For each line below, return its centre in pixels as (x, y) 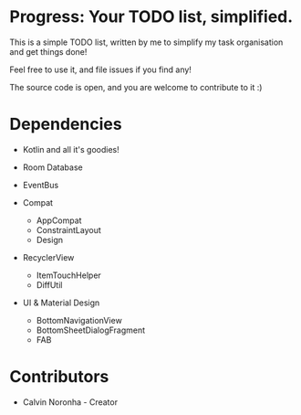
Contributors (59, 377)
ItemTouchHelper (69, 275)
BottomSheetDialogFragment (91, 330)
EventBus (41, 185)
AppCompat (59, 220)
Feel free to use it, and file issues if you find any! (100, 69)
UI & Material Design (61, 303)
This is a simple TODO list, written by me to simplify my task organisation (146, 42)
